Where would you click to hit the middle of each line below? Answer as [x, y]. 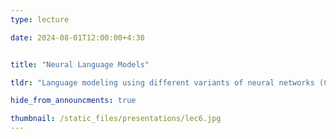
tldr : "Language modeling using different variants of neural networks [162, 82]
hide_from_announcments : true [73, 101]
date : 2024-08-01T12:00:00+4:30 [77, 37]
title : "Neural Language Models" [80, 64]
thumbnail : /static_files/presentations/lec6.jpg [116, 119]
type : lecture [40, 19]
